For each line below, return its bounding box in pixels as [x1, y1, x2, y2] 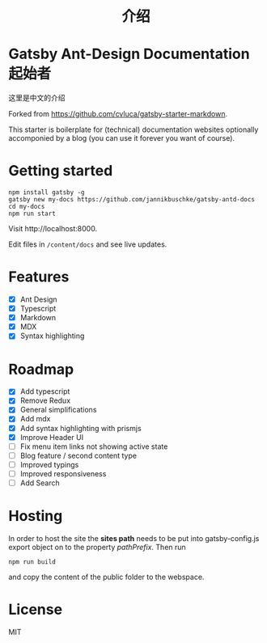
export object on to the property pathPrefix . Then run [8, 542, 186, 552]
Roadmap [8, 360, 74, 379]
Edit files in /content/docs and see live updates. [8, 239, 167, 249]
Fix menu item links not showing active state [19, 442, 168, 451]
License [8, 600, 63, 619]
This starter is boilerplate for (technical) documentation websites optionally [8, 125, 259, 134]
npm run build [8, 557, 57, 566]
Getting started [8, 162, 113, 180]
